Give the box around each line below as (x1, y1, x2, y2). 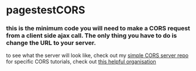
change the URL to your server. (6, 39, 97, 47)
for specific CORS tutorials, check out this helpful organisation (6, 58, 156, 65)
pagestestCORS (6, 3, 85, 17)
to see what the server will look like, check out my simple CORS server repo (6, 52, 189, 59)
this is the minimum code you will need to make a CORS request (6, 24, 190, 33)
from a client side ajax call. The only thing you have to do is (6, 31, 177, 40)
